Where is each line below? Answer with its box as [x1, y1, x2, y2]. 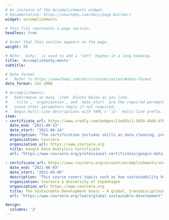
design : [5, 202, 22, 207]
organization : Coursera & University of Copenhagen [10, 179, 121, 184]
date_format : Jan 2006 [5, 81, 53, 86]
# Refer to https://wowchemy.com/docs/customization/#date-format [5, 77, 152, 82]
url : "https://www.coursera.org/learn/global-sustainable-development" [10, 193, 163, 198]
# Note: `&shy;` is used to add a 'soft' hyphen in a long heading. [5, 53, 152, 58]
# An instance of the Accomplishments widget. [5, 7, 105, 13]
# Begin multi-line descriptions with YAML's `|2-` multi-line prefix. [5, 109, 163, 114]
